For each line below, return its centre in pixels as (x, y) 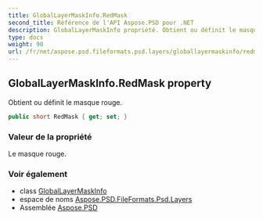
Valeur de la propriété (50, 136)
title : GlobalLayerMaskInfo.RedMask (68, 15)
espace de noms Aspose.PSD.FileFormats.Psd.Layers (106, 200)
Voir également (38, 174)
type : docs (26, 37)
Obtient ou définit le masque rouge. (65, 102)
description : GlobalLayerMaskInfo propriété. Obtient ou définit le (122, 30)
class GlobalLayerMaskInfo (63, 191)
